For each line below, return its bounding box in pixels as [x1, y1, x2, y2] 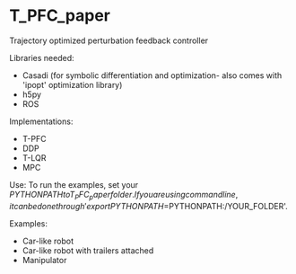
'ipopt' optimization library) [22, 79, 123, 90]
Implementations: [9, 116, 74, 127]
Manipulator [22, 254, 67, 265]
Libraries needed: [9, 52, 74, 63]
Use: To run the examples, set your [9, 179, 139, 190]
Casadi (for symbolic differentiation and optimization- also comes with [22, 69, 283, 81]
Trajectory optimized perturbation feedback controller [9, 35, 209, 46]
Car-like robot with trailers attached [22, 244, 154, 256]
